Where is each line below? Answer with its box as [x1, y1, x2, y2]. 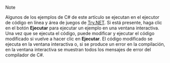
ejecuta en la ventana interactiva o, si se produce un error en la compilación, [5, 41, 165, 47]
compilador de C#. [5, 52, 44, 58]
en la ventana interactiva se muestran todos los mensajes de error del [5, 47, 151, 52]
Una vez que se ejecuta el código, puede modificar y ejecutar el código [5, 30, 155, 36]
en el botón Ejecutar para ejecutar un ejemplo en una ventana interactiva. [5, 25, 159, 31]
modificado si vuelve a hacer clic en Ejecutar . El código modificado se [5, 36, 153, 42]
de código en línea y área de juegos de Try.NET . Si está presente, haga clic [5, 20, 162, 25]
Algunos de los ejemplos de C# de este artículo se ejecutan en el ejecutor [5, 14, 160, 20]
